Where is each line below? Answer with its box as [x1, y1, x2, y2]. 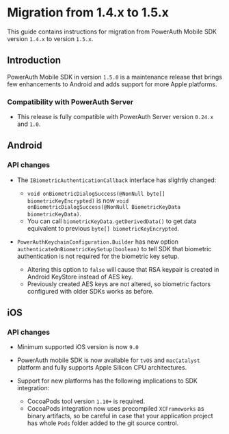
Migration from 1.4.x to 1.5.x [7, 5, 169, 21]
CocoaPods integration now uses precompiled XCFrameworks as [27, 405, 204, 413]
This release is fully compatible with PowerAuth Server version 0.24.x [16, 113, 214, 121]
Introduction [7, 55, 62, 66]
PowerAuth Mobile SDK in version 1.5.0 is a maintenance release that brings [7, 73, 223, 81]
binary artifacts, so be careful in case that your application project [27, 412, 213, 420]
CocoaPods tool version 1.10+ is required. [27, 397, 146, 405]
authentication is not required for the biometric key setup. [16, 252, 180, 260]
